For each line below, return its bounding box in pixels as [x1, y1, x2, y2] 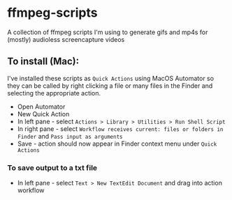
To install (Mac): [7, 56, 80, 68]
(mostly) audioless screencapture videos [7, 35, 125, 43]
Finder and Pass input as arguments [17, 132, 123, 140]
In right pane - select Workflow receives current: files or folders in [17, 124, 224, 133]
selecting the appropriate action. [7, 89, 101, 97]
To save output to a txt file [7, 162, 98, 172]
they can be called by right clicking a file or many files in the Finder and [7, 82, 213, 90]
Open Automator [17, 102, 66, 111]
